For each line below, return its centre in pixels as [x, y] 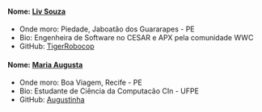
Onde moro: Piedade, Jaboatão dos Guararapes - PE [107, 29]
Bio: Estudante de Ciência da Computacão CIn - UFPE [109, 91]
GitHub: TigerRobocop [57, 46]
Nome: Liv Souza [37, 11]
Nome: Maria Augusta [45, 64]
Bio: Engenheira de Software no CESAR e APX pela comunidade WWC [136, 38]
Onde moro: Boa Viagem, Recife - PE [80, 83]
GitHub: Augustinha [52, 100]
